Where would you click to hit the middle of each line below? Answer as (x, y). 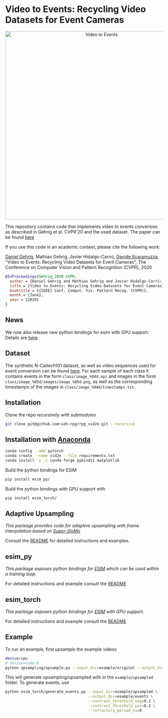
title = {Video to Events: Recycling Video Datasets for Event (77, 286)
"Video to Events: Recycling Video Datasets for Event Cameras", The (76, 262)
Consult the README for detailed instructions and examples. (67, 541)
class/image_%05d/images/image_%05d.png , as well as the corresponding (79, 381)
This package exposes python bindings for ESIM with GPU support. (75, 612)
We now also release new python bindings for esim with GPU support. (77, 332)
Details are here (21, 337)
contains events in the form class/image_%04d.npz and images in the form (81, 376)
